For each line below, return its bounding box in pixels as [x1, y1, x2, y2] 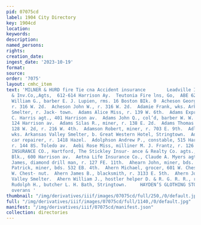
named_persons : [6, 43, 44, 49]
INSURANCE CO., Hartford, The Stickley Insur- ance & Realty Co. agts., [11, 148, 197, 154]
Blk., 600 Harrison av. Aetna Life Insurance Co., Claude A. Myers [11, 154, 186, 160]
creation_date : [6, 53, 44, 59]
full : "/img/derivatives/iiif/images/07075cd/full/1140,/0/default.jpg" [6, 199, 191, 205]
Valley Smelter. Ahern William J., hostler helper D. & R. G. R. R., [11, 176, 191, 182]
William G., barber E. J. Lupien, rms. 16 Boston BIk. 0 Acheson [11, 98, 181, 104]
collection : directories [6, 209, 68, 216]
